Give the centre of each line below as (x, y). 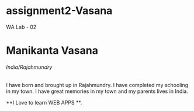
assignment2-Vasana (59, 11)
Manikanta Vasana (52, 51)
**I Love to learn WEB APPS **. (44, 103)
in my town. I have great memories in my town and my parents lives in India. (97, 91)
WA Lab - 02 (21, 27)
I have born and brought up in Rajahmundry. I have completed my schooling (97, 85)
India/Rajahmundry (29, 67)
